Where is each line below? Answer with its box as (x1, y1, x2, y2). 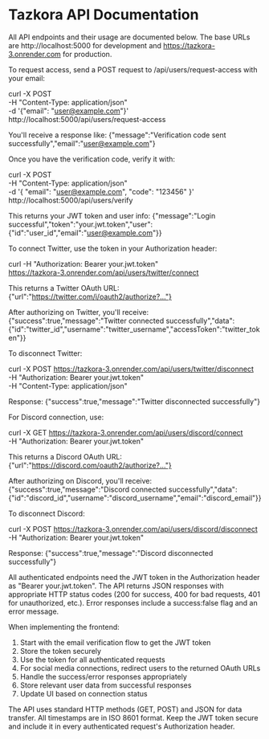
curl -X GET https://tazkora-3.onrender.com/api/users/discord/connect (8, 427, 243, 437)
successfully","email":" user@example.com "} (8, 138, 157, 148)
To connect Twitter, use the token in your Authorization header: (8, 243, 218, 253)
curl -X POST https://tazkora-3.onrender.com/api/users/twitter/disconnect (8, 364, 255, 374)
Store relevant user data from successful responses (19, 680, 192, 690)
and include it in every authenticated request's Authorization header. (8, 721, 235, 731)
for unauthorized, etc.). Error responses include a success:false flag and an (8, 598, 259, 607)
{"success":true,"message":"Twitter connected (8, 316, 165, 325)
